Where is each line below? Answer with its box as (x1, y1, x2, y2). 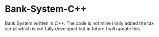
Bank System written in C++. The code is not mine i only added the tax (5, 20, 154, 26)
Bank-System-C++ (5, 3, 87, 15)
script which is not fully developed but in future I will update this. (5, 25, 142, 31)
